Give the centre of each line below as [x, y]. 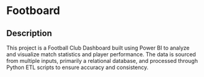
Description [29, 33]
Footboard [33, 11]
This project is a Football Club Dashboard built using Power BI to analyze [98, 48]
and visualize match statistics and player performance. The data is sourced [101, 54]
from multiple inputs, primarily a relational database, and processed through [102, 61]
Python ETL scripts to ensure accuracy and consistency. [77, 67]
